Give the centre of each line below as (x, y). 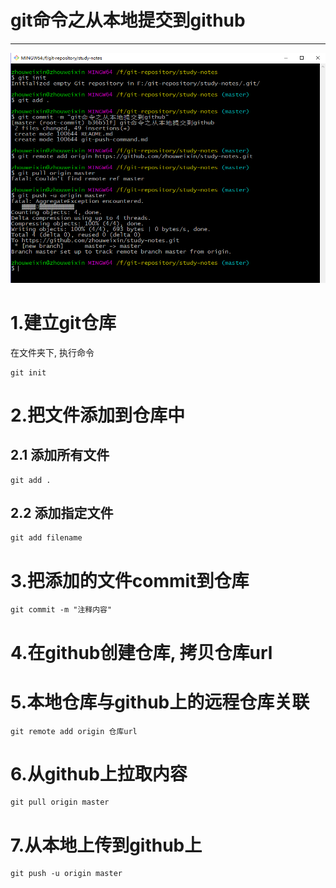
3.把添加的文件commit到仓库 (130, 580)
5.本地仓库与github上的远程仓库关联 (160, 702)
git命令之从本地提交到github (128, 20)
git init (28, 372)
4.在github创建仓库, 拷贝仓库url (141, 652)
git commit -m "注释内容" (61, 610)
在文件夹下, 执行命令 (52, 352)
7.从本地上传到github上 (106, 845)
